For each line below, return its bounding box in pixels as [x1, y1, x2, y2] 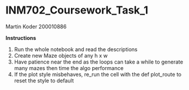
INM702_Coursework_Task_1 [5, 4, 149, 17]
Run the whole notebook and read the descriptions [14, 45, 138, 53]
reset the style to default [14, 77, 74, 84]
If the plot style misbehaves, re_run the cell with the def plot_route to [14, 71, 182, 78]
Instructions [5, 34, 37, 41]
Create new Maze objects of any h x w [14, 52, 108, 59]
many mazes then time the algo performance [14, 64, 124, 71]
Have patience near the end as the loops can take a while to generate [14, 58, 184, 65]
